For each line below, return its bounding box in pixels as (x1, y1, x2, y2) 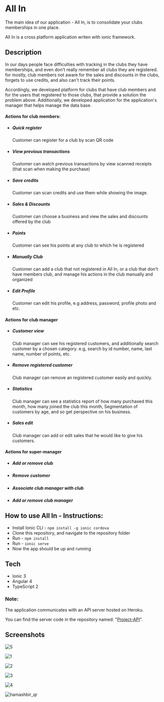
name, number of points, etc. (12, 351, 71, 357)
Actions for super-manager (5, 449, 62, 455)
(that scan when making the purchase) (12, 166, 91, 172)
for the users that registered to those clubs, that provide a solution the (5, 92, 146, 97)
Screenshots (5, 631, 45, 639)
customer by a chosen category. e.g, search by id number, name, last (12, 346, 152, 351)
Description (5, 48, 42, 57)
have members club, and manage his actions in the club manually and (12, 271, 153, 277)
